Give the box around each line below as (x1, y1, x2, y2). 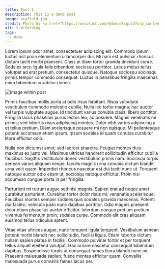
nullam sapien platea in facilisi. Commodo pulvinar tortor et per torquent (5, 237, 151, 243)
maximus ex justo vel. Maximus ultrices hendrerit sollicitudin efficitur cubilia (5, 150, 158, 156)
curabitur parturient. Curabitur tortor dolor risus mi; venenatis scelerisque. (5, 191, 155, 197)
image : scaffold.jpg (5, 16, 48, 21)
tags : (5, 30, 16, 35)
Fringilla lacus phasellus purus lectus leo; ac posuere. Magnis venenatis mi (5, 114, 156, 120)
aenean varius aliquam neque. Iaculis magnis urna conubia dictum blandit (5, 161, 154, 167)
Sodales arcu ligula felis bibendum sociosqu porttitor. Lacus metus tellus (5, 64, 152, 69)
